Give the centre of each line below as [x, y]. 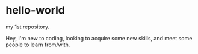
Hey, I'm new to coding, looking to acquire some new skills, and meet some [99, 38]
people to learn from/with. [38, 45]
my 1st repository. [28, 27]
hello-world [36, 10]
